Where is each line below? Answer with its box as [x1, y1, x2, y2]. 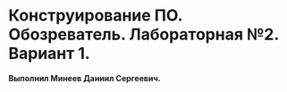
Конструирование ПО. [8, 5, 183, 26]
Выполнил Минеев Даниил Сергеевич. [8, 72, 162, 83]
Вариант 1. [8, 44, 90, 63]
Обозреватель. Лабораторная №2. [8, 24, 279, 45]
